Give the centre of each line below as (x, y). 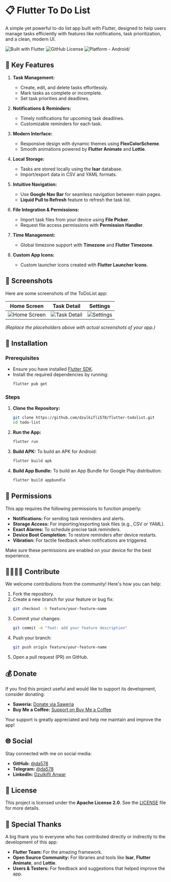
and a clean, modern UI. (31, 39)
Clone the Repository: (36, 408)
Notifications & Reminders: (42, 108)
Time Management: (34, 235)
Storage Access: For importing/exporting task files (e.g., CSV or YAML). (89, 524)
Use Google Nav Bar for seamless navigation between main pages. (91, 194)
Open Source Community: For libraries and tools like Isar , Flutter (81, 857)
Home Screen (27, 306)
